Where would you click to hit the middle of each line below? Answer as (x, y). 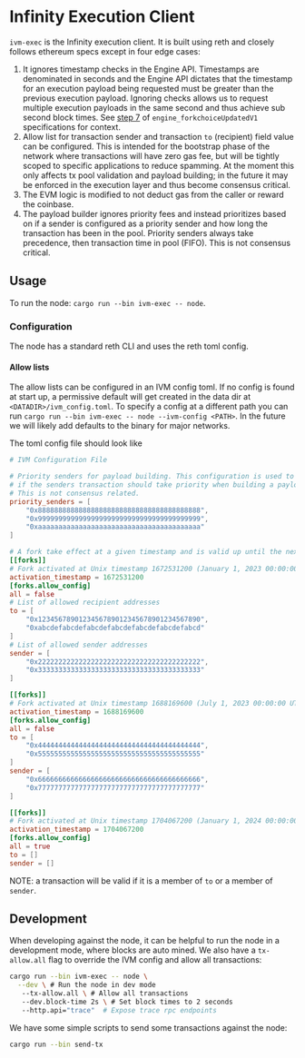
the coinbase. (48, 204)
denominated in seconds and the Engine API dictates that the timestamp (157, 78)
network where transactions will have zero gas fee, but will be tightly (151, 155)
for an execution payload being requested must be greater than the (148, 88)
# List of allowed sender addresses (79, 645)
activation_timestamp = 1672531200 (77, 577)
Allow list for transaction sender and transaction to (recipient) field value (158, 136)
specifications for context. (71, 127)
